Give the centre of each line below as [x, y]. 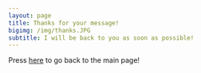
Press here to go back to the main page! [74, 60]
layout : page [30, 15]
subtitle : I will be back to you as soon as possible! [101, 38]
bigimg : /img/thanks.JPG [49, 30]
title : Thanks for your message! [64, 23]
